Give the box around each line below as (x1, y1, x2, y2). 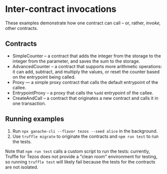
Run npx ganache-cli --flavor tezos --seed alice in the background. (12, 128, 158, 134)
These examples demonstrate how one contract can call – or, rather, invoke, (5, 20, 161, 26)
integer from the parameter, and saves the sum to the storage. (12, 58, 141, 64)
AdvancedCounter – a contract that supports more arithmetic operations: (12, 63, 163, 69)
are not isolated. (5, 164, 38, 170)
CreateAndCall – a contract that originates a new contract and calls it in (12, 95, 159, 101)
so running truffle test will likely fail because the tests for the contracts (5, 159, 156, 165)
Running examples (5, 115, 64, 123)
